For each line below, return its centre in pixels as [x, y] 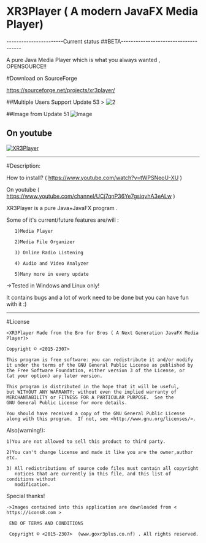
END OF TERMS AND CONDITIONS [46, 523]
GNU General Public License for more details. [67, 403]
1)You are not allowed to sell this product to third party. [86, 441]
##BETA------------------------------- [149, 41]
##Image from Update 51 [38, 114]
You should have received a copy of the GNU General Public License [96, 413]
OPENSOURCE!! [27, 66]
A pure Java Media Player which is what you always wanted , [83, 60]
